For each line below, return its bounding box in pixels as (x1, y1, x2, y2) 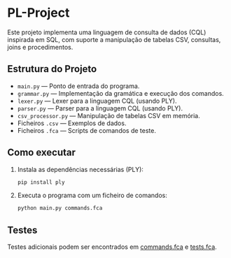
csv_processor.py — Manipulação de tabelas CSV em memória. (17, 111, 201, 120)
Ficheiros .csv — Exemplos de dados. (17, 119, 127, 127)
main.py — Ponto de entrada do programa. (17, 82, 140, 90)
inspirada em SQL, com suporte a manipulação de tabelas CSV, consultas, (7, 35, 221, 43)
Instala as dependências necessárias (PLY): (17, 165, 143, 173)
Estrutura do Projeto (7, 63, 97, 75)
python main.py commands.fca (17, 205, 103, 212)
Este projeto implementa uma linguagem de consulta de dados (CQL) (7, 28, 206, 36)
